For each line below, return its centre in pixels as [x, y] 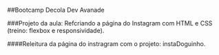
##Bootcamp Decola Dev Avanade [56, 10]
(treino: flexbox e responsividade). [56, 31]
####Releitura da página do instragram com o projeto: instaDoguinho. [106, 44]
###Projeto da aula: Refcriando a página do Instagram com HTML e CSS [110, 23]
